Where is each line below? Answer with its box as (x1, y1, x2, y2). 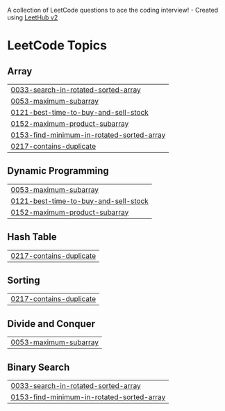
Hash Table (7, 231, 57, 243)
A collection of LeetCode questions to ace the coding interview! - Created (7, 6, 219, 14)
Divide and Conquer (7, 318, 96, 330)
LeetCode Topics (7, 38, 108, 54)
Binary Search (7, 361, 70, 373)
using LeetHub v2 (7, 13, 58, 22)
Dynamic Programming (7, 165, 109, 177)
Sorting (7, 275, 40, 287)
